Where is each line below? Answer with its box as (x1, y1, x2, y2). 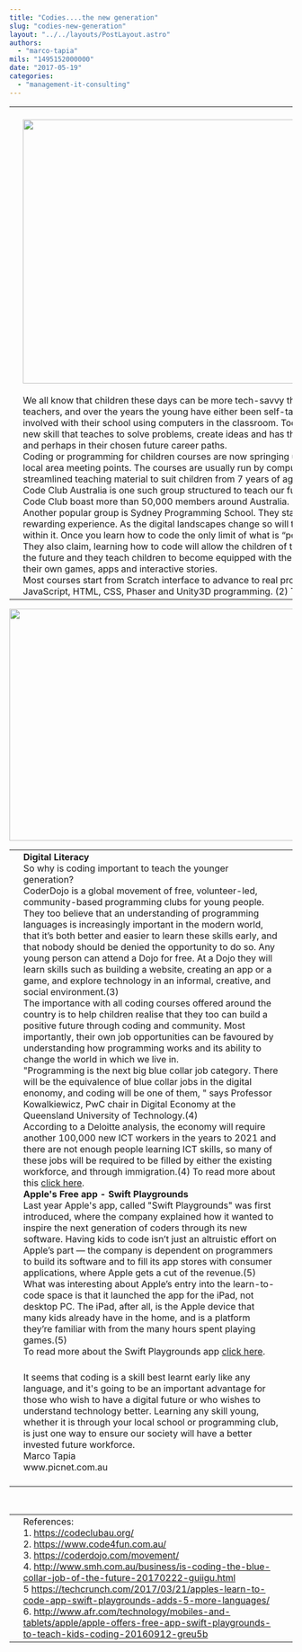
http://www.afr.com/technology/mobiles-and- (33, 1605, 231, 1618)
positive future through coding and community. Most (22, 1019, 245, 1032)
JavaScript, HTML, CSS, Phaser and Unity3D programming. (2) (22, 585, 289, 598)
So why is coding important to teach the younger (22, 862, 229, 875)
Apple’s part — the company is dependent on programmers (22, 1244, 274, 1257)
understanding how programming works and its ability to (22, 1042, 262, 1054)
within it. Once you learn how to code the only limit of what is (22, 528, 280, 541)
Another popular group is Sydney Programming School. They (22, 506, 280, 519)
